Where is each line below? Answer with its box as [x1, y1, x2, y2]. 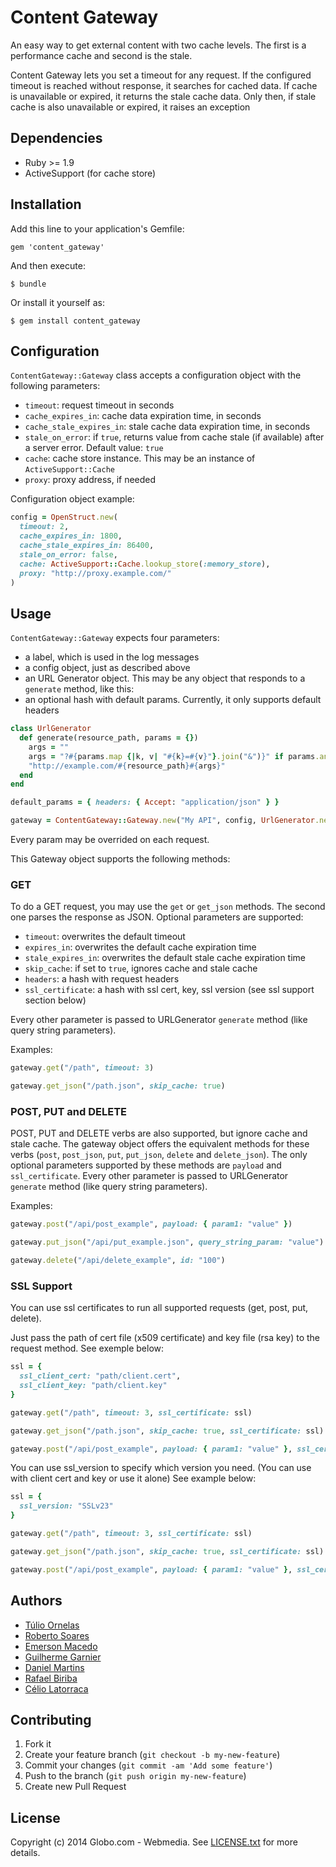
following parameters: [10, 380, 101, 392]
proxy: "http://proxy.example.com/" [19, 568, 172, 578]
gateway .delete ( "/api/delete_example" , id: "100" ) [10, 1256, 226, 1266]
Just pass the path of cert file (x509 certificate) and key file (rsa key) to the [10, 1332, 321, 1344]
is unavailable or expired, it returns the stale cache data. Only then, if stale [10, 90, 317, 102]
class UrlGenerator [10, 724, 92, 734]
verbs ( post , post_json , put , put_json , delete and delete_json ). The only [10, 1149, 308, 1161]
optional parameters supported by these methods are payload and [10, 1159, 282, 1171]
